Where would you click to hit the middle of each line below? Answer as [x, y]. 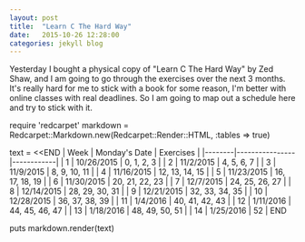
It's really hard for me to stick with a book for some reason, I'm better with [148, 88]
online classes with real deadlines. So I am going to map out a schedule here [152, 98]
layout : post [34, 18]
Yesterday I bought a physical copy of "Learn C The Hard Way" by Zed [142, 69]
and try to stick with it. [51, 108]
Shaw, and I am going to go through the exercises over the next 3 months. [148, 79]
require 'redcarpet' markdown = [69, 126]
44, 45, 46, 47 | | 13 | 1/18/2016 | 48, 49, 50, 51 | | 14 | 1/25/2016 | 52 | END [148, 211]
